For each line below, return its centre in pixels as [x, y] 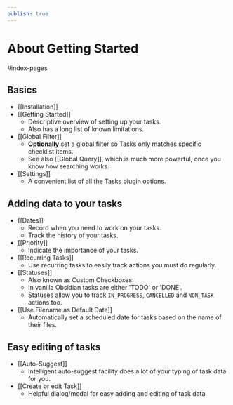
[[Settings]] [34, 174]
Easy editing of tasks [54, 347]
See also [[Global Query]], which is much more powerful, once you [124, 159]
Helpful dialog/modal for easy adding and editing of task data [116, 393]
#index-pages [27, 68]
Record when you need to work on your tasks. [94, 228]
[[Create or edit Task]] [49, 386]
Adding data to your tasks [65, 203]
